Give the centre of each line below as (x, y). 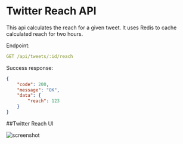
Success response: (30, 68)
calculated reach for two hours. (45, 33)
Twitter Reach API (51, 11)
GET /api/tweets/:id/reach (40, 56)
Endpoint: (18, 45)
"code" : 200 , (33, 84)
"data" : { (29, 96)
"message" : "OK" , (38, 90)
